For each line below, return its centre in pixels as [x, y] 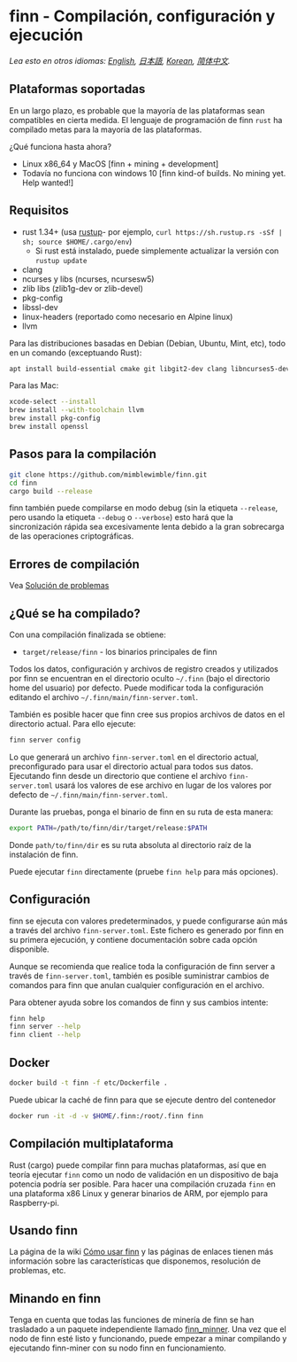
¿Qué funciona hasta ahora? [61, 146]
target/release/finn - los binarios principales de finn [120, 652]
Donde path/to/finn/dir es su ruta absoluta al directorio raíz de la [130, 844]
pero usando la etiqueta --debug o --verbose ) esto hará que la [122, 518]
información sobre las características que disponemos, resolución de [135, 1261]
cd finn [23, 483]
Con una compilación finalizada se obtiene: [88, 634]
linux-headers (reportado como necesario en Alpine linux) [127, 316]
